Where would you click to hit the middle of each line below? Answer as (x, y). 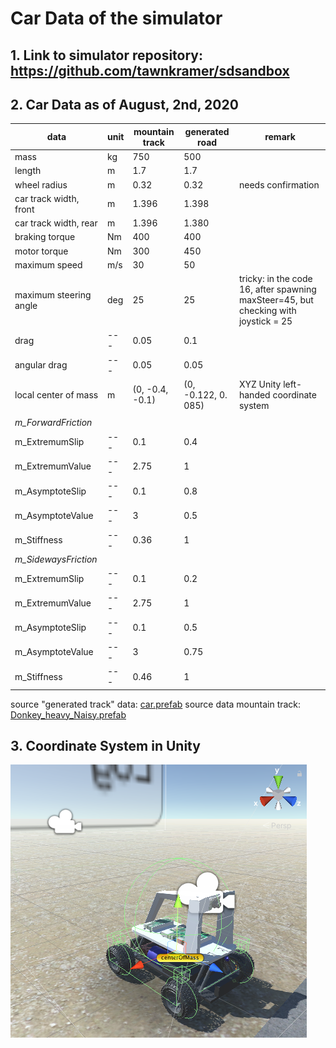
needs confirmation (279, 184)
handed (254, 394)
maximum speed (48, 264)
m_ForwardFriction (53, 423)
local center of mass (56, 394)
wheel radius (41, 184)
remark (280, 137)
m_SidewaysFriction (56, 559)
